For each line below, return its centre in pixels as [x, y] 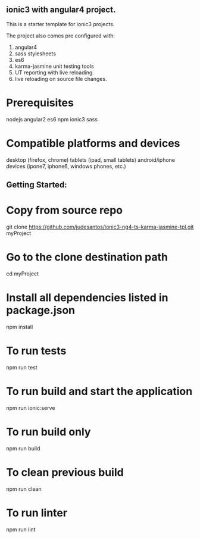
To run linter [37, 513]
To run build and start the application [99, 391]
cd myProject [23, 274]
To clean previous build [65, 472]
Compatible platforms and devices [93, 143]
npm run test [22, 367]
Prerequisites [40, 103]
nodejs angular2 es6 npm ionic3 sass [52, 119]
